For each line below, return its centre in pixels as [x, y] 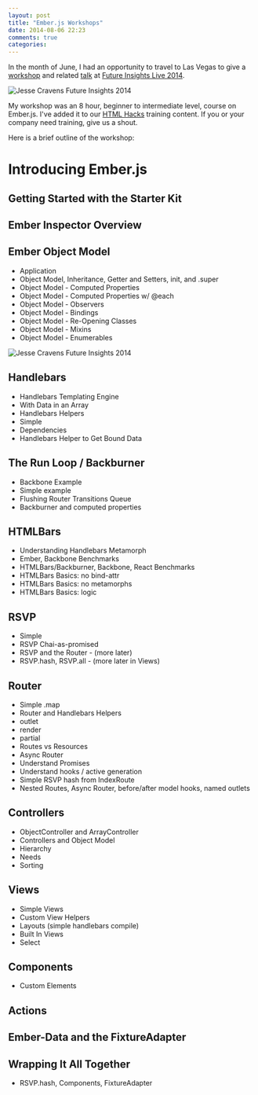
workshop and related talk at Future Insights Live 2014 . [96, 75]
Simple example [45, 490]
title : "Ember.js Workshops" [56, 23]
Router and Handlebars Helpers [70, 713]
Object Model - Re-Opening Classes [78, 321]
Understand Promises [55, 762]
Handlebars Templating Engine [69, 396]
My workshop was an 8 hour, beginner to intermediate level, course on [122, 106]
